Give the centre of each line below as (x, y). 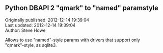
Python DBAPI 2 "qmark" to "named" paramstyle (82, 8)
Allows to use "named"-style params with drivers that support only (73, 40)
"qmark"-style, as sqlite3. (31, 45)
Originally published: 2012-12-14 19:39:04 (47, 20)
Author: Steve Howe (25, 30)
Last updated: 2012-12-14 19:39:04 (41, 25)
